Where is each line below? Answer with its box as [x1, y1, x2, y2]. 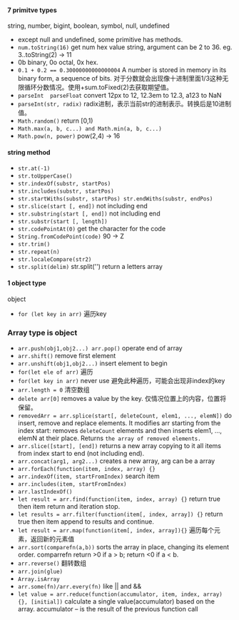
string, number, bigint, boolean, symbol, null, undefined [7, 21, 170, 30]
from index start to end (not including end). [17, 449, 145, 457]
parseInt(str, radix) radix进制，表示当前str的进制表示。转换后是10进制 [17, 100, 232, 108]
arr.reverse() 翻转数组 [17, 559, 87, 567]
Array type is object [7, 327, 78, 337]
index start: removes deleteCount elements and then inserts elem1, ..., [17, 426, 223, 434]
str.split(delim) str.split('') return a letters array [17, 263, 163, 271]
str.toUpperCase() [17, 173, 73, 180]
